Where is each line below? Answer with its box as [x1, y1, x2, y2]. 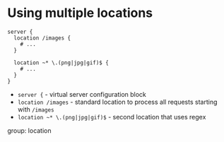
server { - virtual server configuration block [17, 90, 147, 98]
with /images [17, 105, 54, 114]
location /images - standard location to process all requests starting [17, 97, 218, 106]
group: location [7, 126, 52, 135]
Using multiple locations [7, 5, 153, 21]
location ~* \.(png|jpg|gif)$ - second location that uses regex [17, 112, 206, 121]
